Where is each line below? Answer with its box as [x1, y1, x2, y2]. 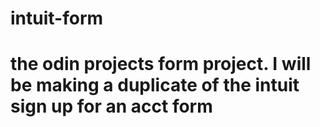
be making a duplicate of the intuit [10, 74, 300, 97]
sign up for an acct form [10, 95, 213, 118]
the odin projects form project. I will [10, 53, 312, 76]
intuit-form [10, 7, 104, 30]
